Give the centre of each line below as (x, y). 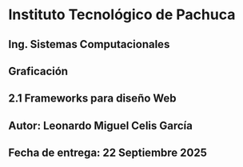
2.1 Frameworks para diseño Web (93, 99)
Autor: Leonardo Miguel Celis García (101, 125)
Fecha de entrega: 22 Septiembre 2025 (108, 153)
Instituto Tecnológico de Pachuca (122, 15)
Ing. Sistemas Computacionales (89, 44)
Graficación (38, 71)
